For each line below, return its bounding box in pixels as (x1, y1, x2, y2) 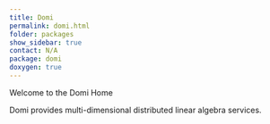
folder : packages (9, 29, 74, 38)
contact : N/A (9, 46, 58, 55)
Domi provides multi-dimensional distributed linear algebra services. (9, 104, 262, 115)
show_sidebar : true (9, 37, 83, 47)
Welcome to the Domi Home (9, 87, 114, 98)
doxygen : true (9, 63, 63, 72)
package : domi (9, 54, 63, 63)
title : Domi (9, 12, 54, 22)
